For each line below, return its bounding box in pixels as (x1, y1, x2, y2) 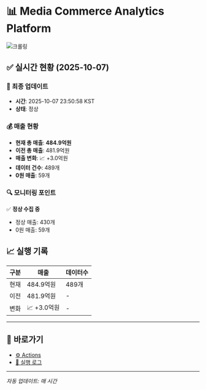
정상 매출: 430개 (15, 219, 55, 226)
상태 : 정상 (15, 105, 39, 112)
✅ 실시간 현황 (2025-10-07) (6, 62, 109, 73)
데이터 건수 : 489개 (15, 163, 60, 171)
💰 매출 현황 (6, 122, 39, 130)
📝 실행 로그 (15, 358, 42, 365)
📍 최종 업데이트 (6, 82, 48, 91)
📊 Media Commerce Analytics (6, 4, 164, 18)
